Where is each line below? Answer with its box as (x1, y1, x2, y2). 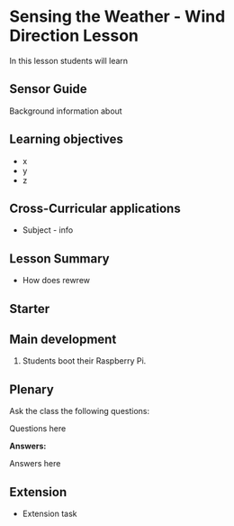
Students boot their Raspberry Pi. (22, 355, 147, 366)
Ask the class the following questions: (9, 406, 150, 417)
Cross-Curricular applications (9, 200, 182, 216)
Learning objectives (9, 132, 124, 147)
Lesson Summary (9, 251, 110, 266)
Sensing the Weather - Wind (9, 6, 226, 27)
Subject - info (22, 225, 74, 235)
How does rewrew (22, 275, 91, 286)
